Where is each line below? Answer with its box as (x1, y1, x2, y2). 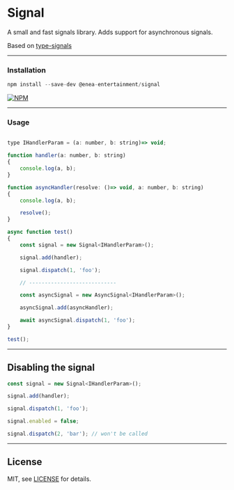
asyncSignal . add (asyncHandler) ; (19, 304, 114, 311)
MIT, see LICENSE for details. (7, 475, 92, 483)
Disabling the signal (7, 362, 95, 374)
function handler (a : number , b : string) (7, 152, 127, 159)
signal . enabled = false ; (7, 418, 79, 425)
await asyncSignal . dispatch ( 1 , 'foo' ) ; (19, 317, 136, 324)
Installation (7, 65, 47, 74)
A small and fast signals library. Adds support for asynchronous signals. (7, 28, 214, 36)
